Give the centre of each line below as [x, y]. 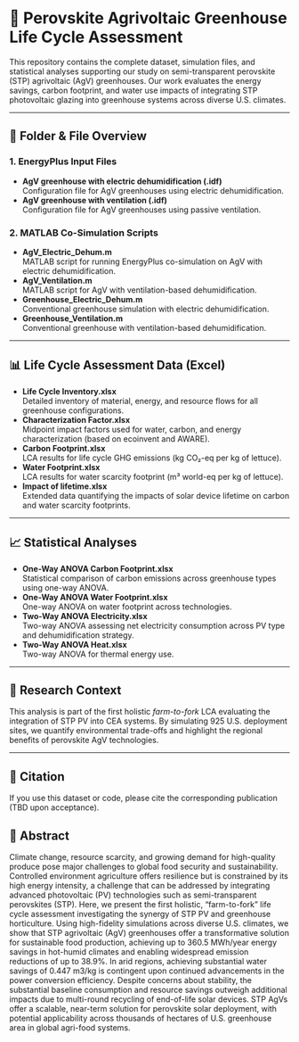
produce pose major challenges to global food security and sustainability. [144, 866]
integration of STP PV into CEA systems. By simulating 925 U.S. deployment [148, 721]
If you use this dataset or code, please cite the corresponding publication [143, 798]
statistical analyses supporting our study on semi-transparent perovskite [142, 71]
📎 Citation [37, 777]
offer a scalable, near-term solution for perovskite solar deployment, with [143, 1008]
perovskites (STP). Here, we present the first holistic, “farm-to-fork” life [140, 904]
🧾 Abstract [39, 835]
